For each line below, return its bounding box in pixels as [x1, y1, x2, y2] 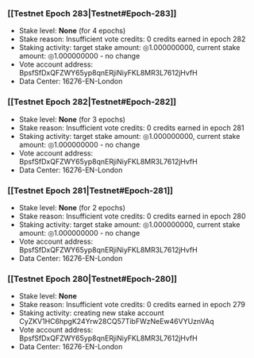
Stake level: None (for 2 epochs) [18, 202, 126, 212]
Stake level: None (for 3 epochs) [18, 114, 126, 124]
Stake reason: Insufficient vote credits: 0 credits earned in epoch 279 [18, 300, 245, 310]
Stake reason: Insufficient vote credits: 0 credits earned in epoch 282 [18, 34, 246, 44]
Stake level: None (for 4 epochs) [18, 26, 126, 36]
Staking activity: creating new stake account [18, 308, 164, 318]
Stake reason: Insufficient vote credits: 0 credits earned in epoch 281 [18, 123, 244, 133]
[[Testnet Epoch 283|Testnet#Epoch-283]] [7, 8, 177, 19]
